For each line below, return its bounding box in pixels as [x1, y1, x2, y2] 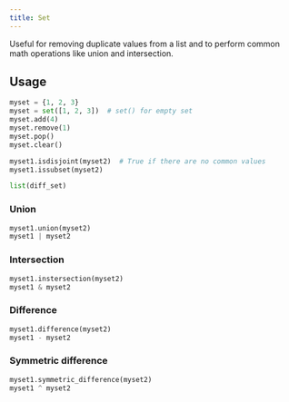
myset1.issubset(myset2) [9, 165, 104, 174]
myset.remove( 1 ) [9, 123, 71, 132]
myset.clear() [9, 140, 64, 150]
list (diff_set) [9, 181, 67, 191]
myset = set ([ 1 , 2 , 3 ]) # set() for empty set [9, 106, 194, 116]
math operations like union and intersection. [9, 47, 174, 59]
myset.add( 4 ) [9, 115, 59, 124]
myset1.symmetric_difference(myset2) [9, 375, 153, 384]
